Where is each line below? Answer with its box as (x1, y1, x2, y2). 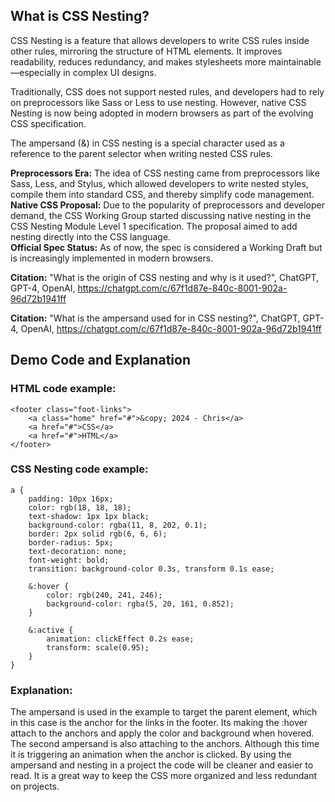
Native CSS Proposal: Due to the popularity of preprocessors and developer (10, 199, 325, 211)
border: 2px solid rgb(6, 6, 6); (28, 529, 168, 539)
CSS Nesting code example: (10, 462, 149, 476)
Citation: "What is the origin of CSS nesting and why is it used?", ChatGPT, (10, 271, 320, 283)
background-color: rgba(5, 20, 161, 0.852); (46, 599, 235, 609)
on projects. (10, 780, 60, 793)
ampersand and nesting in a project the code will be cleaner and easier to (10, 759, 314, 771)
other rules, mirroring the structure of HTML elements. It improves (10, 45, 283, 57)
